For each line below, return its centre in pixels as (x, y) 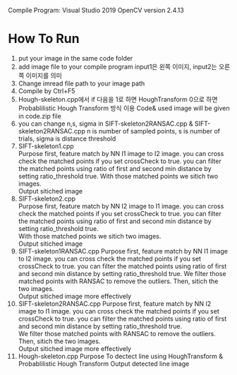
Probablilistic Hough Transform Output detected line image (104, 364)
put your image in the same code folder (75, 58)
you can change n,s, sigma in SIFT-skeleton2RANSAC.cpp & (105, 124)
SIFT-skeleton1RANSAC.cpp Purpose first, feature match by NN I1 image (123, 251)
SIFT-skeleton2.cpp (47, 198)
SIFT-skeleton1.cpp (46, 146)
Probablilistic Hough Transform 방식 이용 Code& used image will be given (124, 108)
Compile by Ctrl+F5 (47, 90)
